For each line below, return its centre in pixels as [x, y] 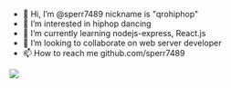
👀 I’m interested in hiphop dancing [87, 24]
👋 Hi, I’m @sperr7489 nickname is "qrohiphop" [110, 14]
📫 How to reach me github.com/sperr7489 [104, 53]
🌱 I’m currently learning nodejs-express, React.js [114, 33]
